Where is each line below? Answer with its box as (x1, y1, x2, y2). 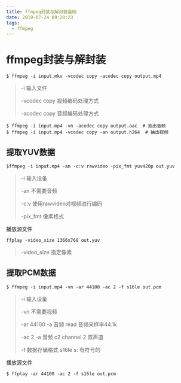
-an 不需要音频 (20, 187, 58, 194)
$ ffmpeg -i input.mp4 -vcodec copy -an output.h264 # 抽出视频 (6, 129, 169, 135)
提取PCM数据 (6, 268, 56, 278)
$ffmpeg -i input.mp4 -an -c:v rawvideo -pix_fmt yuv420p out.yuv (6, 163, 175, 169)
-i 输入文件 (20, 84, 48, 92)
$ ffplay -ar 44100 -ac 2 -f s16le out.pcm (6, 370, 116, 377)
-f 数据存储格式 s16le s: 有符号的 (20, 346, 100, 353)
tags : (6, 20, 20, 26)
